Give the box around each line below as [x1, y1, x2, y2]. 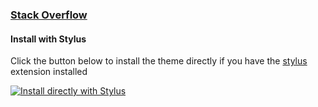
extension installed [10, 66, 88, 78]
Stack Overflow [10, 8, 88, 22]
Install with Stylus [10, 33, 87, 45]
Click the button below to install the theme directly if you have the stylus [10, 55, 308, 67]
